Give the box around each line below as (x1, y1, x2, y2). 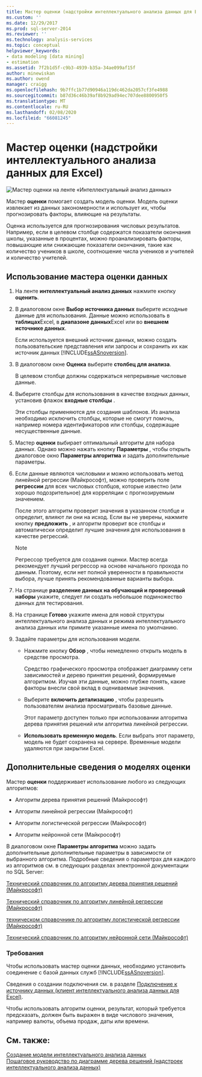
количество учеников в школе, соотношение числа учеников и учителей (6, 247, 194, 255)
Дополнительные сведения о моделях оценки (6, 762, 191, 772)
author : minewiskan (6, 70, 55, 76)
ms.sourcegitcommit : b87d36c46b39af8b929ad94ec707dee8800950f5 (6, 93, 168, 99)
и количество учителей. (6, 254, 68, 261)
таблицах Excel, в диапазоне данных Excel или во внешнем (14, 318, 169, 325)
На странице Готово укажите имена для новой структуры (14, 611, 164, 618)
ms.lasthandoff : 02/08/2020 (6, 109, 77, 115)
